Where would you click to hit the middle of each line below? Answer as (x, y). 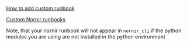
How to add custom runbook (40, 8)
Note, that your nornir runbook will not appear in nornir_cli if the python (94, 30)
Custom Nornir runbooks (36, 19)
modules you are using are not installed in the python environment (86, 37)
